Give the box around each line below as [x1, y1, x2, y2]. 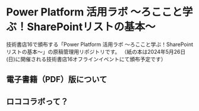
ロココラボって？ [6, 96, 68, 106]
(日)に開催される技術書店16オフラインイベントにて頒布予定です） [6, 56, 166, 63]
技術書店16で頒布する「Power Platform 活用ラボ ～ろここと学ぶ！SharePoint [6, 41, 194, 48]
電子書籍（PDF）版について [6, 74, 108, 84]
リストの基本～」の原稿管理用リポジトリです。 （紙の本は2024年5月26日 [6, 48, 186, 55]
